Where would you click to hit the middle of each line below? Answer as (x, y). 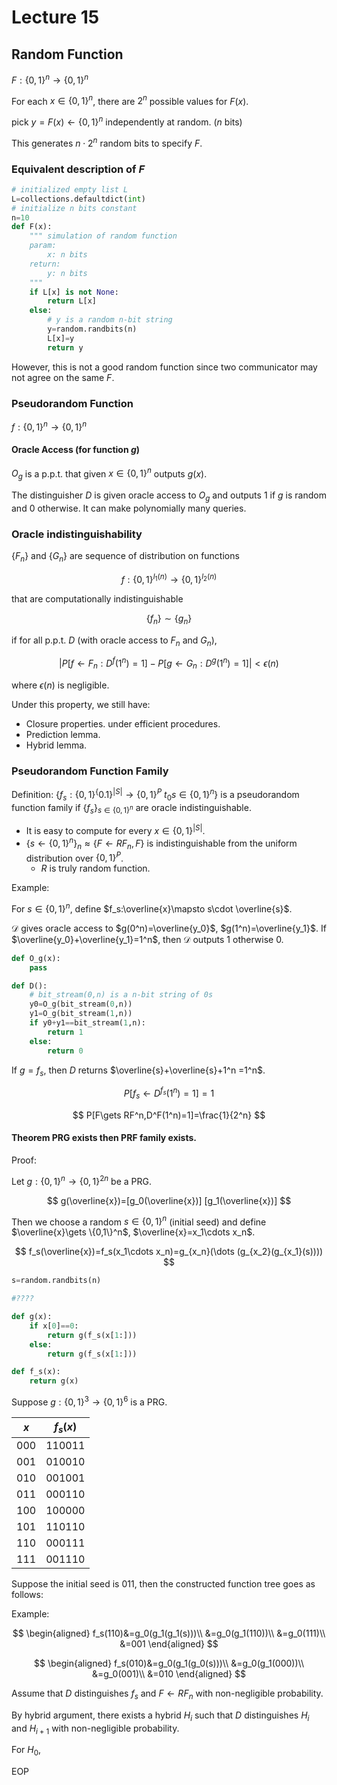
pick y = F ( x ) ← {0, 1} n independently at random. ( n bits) (127, 121)
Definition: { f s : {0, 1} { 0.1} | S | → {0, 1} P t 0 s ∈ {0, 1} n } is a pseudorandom (155, 795)
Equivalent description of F (78, 169)
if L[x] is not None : (74, 292)
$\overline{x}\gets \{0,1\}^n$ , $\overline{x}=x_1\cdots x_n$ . (133, 1232)
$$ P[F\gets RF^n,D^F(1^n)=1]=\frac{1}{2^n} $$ (169, 1115)
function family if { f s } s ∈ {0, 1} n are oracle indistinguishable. (131, 808)
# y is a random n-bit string (110, 320)
